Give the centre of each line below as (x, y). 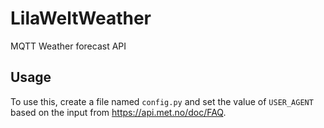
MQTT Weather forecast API (68, 46)
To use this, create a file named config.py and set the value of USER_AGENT (162, 101)
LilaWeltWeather (81, 18)
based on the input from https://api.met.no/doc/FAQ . (118, 112)
